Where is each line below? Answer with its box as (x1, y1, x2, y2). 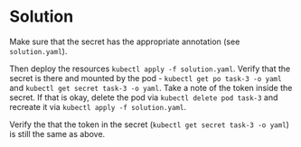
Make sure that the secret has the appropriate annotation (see (9, 36, 240, 47)
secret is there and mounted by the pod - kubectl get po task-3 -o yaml (9, 72, 282, 83)
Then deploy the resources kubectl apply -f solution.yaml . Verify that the (9, 63, 291, 74)
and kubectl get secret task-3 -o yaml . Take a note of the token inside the (9, 82, 293, 93)
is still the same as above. (9, 128, 106, 139)
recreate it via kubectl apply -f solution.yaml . (9, 101, 187, 112)
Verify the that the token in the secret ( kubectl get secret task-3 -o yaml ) (9, 119, 289, 130)
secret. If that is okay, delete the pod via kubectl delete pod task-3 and (9, 92, 278, 103)
